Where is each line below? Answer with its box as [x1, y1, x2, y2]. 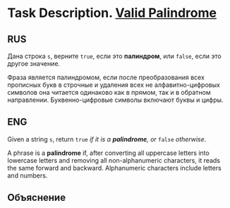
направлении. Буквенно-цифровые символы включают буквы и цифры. [7, 96, 224, 104]
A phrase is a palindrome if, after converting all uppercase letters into [7, 149, 210, 157]
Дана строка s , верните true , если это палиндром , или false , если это [7, 52, 222, 60]
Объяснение [7, 192, 66, 204]
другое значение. [7, 59, 61, 68]
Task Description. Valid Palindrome [7, 5, 217, 21]
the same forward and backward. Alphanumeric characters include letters [7, 163, 222, 172]
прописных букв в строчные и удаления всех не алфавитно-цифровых [7, 81, 221, 89]
